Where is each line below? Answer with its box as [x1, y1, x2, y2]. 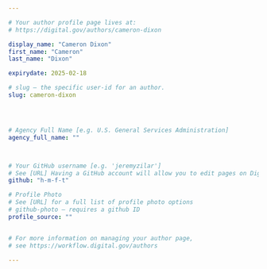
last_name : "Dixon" [8, 55, 73, 63]
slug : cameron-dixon [8, 91, 77, 99]
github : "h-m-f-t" [8, 176, 69, 185]
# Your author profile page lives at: [8, 18, 137, 26]
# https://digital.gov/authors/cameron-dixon [8, 25, 161, 34]
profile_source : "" [8, 213, 73, 221]
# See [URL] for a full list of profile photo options [8, 198, 194, 206]
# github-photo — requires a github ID [8, 206, 141, 213]
